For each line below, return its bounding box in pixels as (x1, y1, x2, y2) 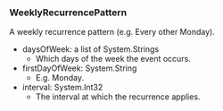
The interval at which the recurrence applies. (35, 91, 201, 102)
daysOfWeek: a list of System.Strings (21, 44, 159, 55)
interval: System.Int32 (21, 82, 103, 93)
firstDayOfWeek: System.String (21, 63, 137, 73)
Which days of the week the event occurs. (35, 54, 192, 64)
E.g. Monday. (35, 73, 85, 83)
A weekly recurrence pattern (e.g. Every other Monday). (9, 27, 216, 38)
